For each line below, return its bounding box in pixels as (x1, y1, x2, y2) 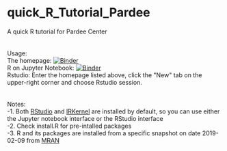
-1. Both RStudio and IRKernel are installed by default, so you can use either (7, 107, 220, 115)
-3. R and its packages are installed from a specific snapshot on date (7, 128, 201, 137)
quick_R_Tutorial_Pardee (7, 5, 150, 20)
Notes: (7, 100, 26, 108)
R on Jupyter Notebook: (7, 64, 75, 72)
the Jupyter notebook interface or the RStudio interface (7, 114, 163, 122)
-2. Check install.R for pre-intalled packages (7, 122, 132, 130)
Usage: (7, 49, 27, 57)
